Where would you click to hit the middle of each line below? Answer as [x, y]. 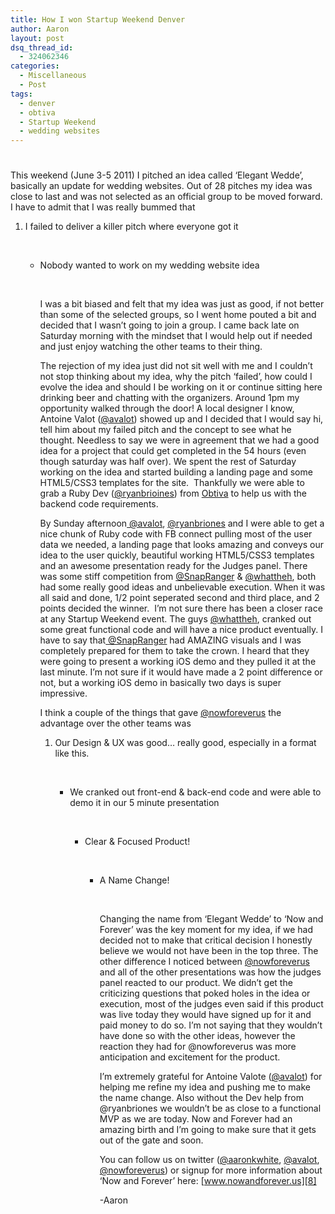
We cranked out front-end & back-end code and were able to [195, 792]
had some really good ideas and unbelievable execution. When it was [182, 587]
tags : [21, 94]
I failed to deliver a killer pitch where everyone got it [131, 227]
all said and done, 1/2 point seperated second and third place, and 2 [179, 598]
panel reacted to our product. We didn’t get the [196, 983]
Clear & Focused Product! [137, 842]
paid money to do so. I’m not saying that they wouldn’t [211, 1025]
